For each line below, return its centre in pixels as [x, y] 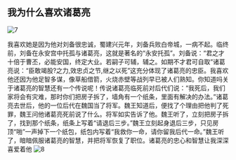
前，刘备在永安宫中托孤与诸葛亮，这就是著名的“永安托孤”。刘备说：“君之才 [116, 53]
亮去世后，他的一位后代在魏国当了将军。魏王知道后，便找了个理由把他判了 [115, 105]
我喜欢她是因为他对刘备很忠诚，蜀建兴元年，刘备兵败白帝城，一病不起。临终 [118, 44]
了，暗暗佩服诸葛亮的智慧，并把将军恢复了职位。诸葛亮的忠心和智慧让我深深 [118, 140]
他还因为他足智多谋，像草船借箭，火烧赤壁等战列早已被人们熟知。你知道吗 [115, 79]
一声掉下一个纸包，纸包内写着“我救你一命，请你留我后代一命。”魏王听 [125, 131]
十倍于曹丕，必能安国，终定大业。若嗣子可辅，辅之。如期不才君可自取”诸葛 [117, 61]
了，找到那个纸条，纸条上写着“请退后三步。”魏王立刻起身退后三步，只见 [110, 123]
